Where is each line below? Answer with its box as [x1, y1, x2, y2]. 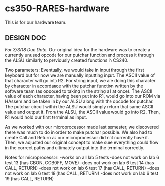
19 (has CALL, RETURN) [5, 175, 54, 181]
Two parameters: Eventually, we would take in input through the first [5, 67, 145, 73]
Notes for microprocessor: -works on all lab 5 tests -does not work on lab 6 [5, 154, 160, 160]
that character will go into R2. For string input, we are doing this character [5, 77, 156, 83]
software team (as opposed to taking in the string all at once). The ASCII [5, 88, 153, 94]
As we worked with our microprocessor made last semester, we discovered [5, 124, 159, 130]
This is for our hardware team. [5, 19, 67, 25]
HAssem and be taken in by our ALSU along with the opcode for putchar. [5, 98, 154, 104]
